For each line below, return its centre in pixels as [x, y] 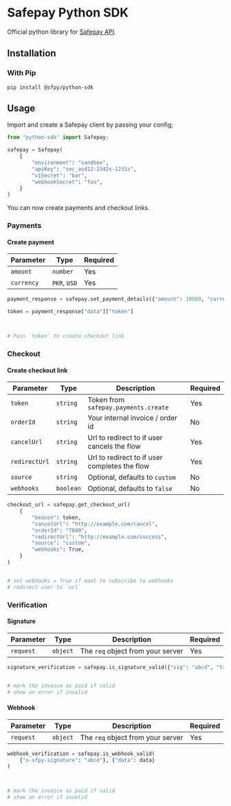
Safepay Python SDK [68, 13]
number [63, 272]
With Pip [22, 73]
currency [25, 283]
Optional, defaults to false [130, 489]
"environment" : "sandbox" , [70, 163]
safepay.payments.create [128, 408]
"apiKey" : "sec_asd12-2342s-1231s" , [84, 169]
